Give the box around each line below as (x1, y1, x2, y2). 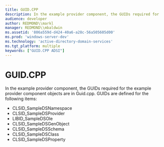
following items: (5, 96, 37, 102)
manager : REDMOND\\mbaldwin (5, 25, 63, 30)
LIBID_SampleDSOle (12, 116, 53, 122)
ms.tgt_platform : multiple (5, 44, 60, 49)
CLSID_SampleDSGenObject (12, 121, 70, 127)
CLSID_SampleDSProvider (12, 111, 65, 117)
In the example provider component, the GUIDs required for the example (5, 85, 151, 91)
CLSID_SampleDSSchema (12, 126, 65, 132)
